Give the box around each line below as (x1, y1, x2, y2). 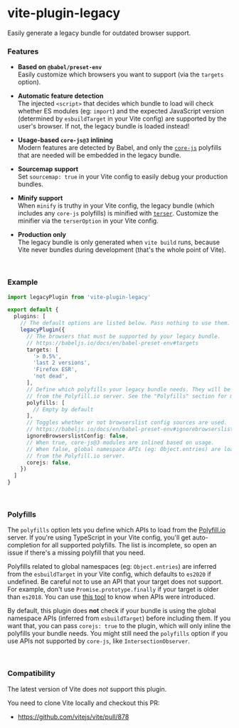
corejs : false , (26, 459, 72, 466)
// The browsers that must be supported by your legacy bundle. (26, 333, 221, 340)
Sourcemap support (17, 165, 79, 173)
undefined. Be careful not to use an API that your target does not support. (7, 577, 223, 586)
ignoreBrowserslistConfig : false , (26, 433, 129, 440)
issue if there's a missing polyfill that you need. (7, 548, 146, 557)
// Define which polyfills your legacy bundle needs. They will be (26, 385, 231, 393)
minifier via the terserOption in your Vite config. (17, 216, 159, 226)
